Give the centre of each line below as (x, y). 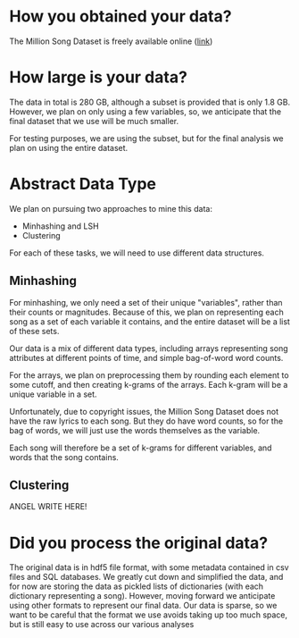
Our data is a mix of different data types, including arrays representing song (149, 348)
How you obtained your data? (120, 17)
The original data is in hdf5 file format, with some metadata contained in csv (149, 567)
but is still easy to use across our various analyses (102, 625)
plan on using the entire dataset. (69, 147)
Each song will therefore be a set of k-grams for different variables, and (141, 448)
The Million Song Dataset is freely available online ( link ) (111, 41)
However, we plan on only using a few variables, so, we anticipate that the (145, 111)
